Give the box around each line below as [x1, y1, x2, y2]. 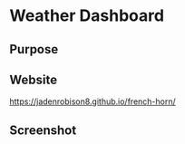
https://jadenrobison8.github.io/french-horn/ [9, 96, 177, 107]
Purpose [9, 42, 59, 57]
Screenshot [9, 122, 77, 138]
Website [9, 72, 57, 87]
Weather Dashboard [9, 5, 165, 26]
